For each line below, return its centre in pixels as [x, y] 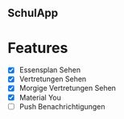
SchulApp [33, 13]
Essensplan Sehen [50, 70]
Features [38, 48]
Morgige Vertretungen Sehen [67, 88]
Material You [40, 97]
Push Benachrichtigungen [62, 106]
